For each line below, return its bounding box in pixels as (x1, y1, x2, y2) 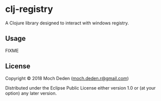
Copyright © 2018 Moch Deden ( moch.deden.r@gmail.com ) (5, 75, 129, 81)
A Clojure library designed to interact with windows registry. (5, 20, 129, 26)
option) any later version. (5, 90, 57, 96)
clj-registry (5, 3, 54, 15)
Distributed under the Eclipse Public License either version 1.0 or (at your (5, 85, 156, 91)
